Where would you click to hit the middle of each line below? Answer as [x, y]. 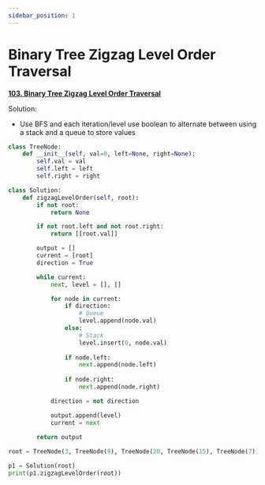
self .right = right [69, 176]
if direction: [88, 306]
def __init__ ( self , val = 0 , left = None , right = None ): [109, 154]
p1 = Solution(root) [42, 466]
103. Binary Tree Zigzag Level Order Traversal [85, 93]
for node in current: [86, 299]
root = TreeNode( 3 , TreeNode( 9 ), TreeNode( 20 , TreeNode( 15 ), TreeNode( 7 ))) [135, 452]
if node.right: [89, 380]
